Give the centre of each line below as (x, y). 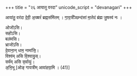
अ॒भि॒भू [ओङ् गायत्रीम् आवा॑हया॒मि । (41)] (37, 67)
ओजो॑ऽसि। (14, 28)
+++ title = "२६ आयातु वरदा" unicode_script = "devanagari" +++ (69, 7)
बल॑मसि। (13, 39)
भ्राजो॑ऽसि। (14, 45)
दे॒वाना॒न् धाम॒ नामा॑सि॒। (22, 50)
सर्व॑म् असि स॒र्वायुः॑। (20, 62)
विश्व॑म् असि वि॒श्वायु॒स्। (23, 56)
